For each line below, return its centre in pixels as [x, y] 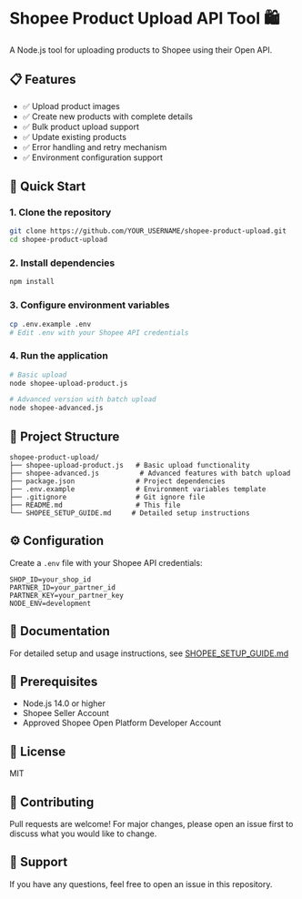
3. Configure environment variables [90, 305]
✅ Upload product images [71, 106]
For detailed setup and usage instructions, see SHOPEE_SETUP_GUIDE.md [149, 653]
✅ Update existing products [75, 136]
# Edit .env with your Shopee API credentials [99, 333]
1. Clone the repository [60, 213]
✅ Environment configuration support [93, 157]
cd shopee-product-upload [58, 240]
